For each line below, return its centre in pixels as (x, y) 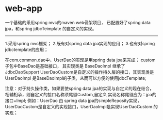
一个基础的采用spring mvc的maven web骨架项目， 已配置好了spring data (78, 22)
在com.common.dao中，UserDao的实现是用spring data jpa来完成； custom (81, 60)
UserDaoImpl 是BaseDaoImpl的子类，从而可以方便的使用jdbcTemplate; (76, 78)
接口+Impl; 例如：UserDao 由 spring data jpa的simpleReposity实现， (73, 101)
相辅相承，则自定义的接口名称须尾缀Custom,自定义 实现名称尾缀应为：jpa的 (81, 94)
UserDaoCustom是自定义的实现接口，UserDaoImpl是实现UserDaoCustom (79, 106)
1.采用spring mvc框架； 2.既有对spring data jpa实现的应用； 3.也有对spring (80, 43)
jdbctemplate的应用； (27, 50)
